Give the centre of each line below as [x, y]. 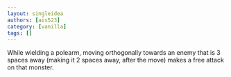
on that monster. [31, 67]
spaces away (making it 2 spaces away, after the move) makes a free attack [115, 60]
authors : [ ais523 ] [34, 20]
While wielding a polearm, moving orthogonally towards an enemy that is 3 [114, 53]
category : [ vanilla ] [37, 26]
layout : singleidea [35, 14]
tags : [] [20, 33]
